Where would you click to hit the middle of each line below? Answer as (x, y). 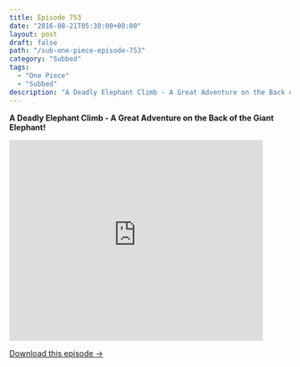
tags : (19, 68)
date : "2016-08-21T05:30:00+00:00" (75, 26)
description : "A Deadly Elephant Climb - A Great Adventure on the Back (147, 92)
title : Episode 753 (46, 17)
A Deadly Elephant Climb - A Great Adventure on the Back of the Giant (142, 118)
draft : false (33, 42)
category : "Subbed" (46, 59)
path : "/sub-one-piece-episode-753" (77, 51)
